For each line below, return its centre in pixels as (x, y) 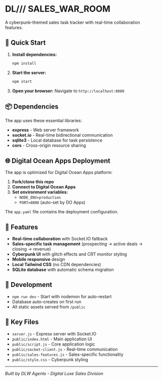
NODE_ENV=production (40, 198)
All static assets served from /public (49, 307)
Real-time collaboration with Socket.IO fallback (60, 238)
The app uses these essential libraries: (44, 121)
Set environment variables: (40, 192)
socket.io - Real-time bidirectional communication (62, 135)
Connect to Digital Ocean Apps (44, 187)
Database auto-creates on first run (47, 302)
